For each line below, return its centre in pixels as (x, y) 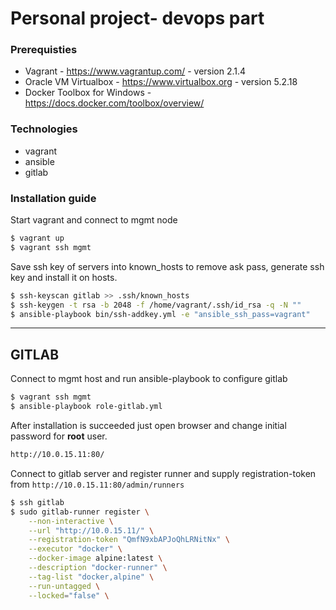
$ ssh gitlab (37, 502)
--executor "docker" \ (75, 549)
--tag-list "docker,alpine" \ (91, 577)
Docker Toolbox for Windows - (88, 93)
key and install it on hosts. (64, 277)
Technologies (44, 129)
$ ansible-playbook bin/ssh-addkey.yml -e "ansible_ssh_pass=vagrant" (160, 314)
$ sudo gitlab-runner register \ (80, 512)
